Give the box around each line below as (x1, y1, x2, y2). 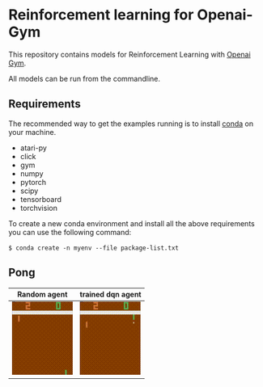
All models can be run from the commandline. (8, 74, 160, 83)
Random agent (17, 289, 68, 300)
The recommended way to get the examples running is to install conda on (8, 119, 253, 128)
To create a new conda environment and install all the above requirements (8, 218, 255, 228)
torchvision (19, 203, 58, 212)
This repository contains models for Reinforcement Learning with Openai (8, 49, 251, 59)
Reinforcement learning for (8, 6, 194, 24)
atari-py (19, 143, 47, 153)
